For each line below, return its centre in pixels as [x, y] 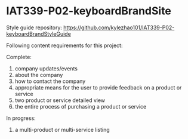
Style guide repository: [34, 27]
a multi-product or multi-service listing [62, 129]
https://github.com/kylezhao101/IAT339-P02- [119, 27]
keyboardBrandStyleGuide [39, 33]
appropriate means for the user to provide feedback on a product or [98, 87]
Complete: [19, 57]
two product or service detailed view [60, 100]
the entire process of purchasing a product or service [81, 106]
